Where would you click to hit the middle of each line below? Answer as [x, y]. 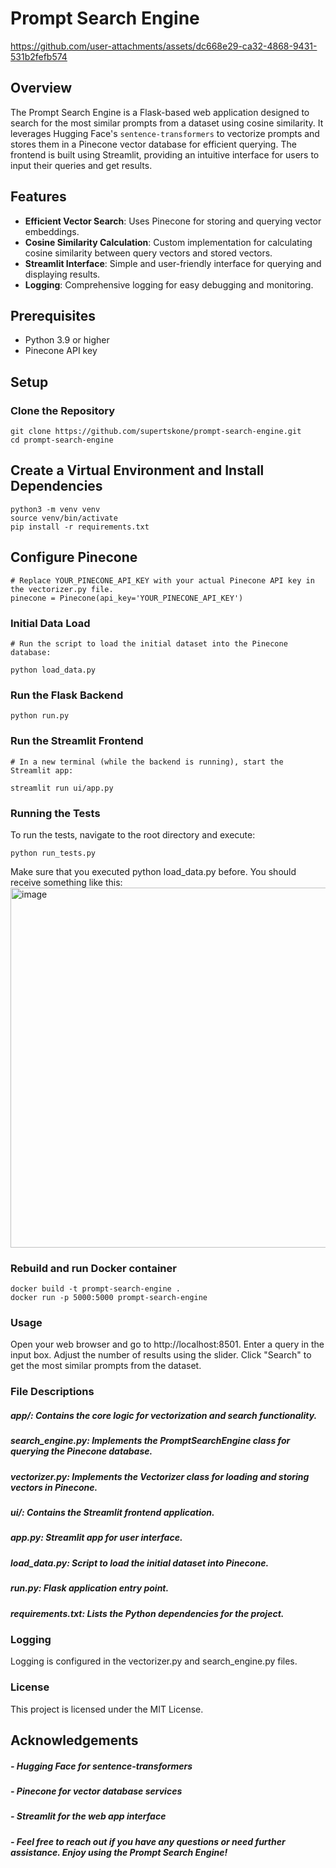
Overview [41, 88]
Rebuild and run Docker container [93, 1268]
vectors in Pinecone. [54, 1487]
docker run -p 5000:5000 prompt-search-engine [109, 1298]
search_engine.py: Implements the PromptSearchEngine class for [150, 1441]
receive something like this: [66, 882]
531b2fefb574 [39, 56]
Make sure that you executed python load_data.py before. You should [153, 871]
